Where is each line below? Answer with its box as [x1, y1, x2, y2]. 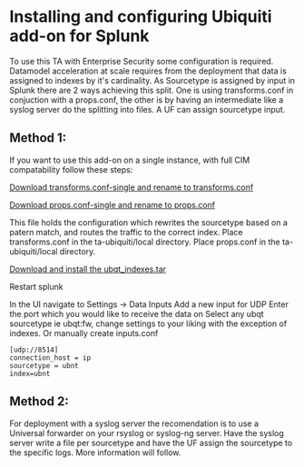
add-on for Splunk [9, 25, 150, 46]
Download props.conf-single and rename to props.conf [9, 199, 216, 210]
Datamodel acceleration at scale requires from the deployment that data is [9, 65, 288, 76]
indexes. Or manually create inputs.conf [9, 327, 159, 338]
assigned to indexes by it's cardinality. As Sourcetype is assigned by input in [9, 75, 296, 85]
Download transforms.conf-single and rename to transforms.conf [9, 182, 254, 193]
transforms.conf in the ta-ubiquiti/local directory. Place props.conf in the [9, 236, 281, 247]
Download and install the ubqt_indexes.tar [9, 263, 166, 274]
